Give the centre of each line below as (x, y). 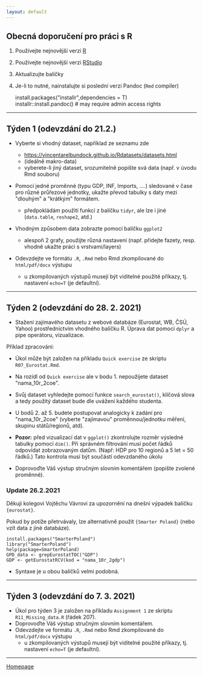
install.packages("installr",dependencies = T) (71, 98)
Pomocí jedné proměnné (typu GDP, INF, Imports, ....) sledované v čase (104, 186)
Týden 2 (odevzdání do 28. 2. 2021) (74, 308)
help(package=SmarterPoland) (43, 550)
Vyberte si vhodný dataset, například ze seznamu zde (82, 143)
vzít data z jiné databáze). (38, 528)
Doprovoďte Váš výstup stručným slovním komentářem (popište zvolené (105, 468)
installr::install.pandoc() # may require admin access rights (88, 104)
